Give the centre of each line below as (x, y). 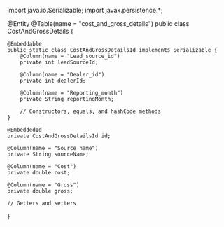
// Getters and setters (42, 203)
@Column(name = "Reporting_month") (72, 93)
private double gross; (40, 191)
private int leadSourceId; (59, 62)
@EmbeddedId (24, 130)
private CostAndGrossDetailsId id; (59, 136)
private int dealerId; (53, 81)
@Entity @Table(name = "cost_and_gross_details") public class (98, 23)
